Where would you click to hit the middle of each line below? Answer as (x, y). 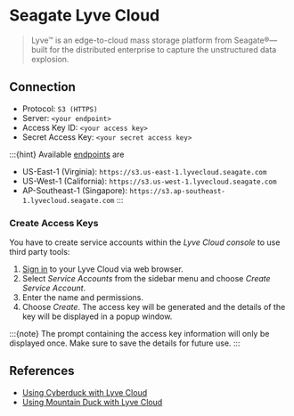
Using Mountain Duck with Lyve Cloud (92, 402)
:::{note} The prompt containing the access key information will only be (139, 334)
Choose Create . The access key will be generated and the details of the (154, 307)
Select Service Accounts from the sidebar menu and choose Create (146, 279)
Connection (42, 87)
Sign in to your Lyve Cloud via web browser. (103, 269)
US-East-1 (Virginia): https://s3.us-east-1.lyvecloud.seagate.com (144, 171)
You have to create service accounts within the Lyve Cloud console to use (145, 242)
